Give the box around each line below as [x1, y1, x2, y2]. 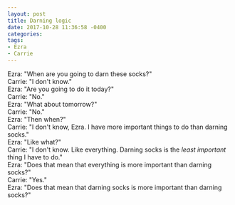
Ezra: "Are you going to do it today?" [7, 85, 115, 93]
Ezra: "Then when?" [7, 115, 66, 123]
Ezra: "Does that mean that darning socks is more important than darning [7, 183, 222, 191]
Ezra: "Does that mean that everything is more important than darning [7, 160, 212, 169]
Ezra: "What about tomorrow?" [7, 100, 98, 108]
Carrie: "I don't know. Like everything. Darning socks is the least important [7, 145, 226, 154]
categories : [7, 30, 43, 38]
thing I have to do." [7, 152, 63, 161]
